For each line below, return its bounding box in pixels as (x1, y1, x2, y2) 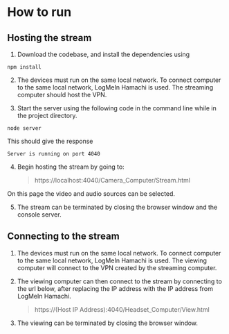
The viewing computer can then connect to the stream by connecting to (17, 277, 223, 285)
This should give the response (7, 137, 93, 145)
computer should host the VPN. (17, 91, 107, 99)
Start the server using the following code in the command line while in (17, 104, 217, 112)
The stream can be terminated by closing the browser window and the (17, 203, 218, 211)
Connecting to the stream (7, 231, 120, 242)
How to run (7, 4, 72, 20)
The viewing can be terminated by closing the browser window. (17, 319, 199, 327)
